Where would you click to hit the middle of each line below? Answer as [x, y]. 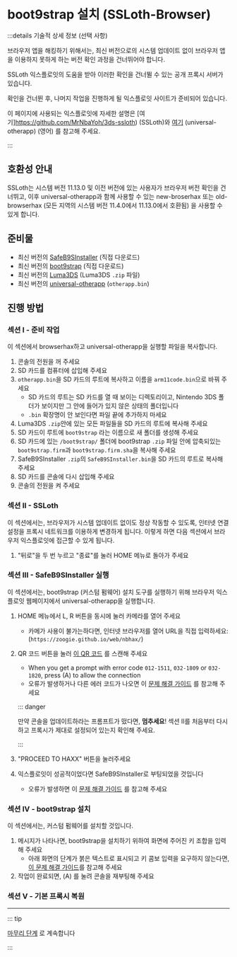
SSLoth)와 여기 [162, 122]
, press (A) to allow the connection [91, 675]
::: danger [31, 706]
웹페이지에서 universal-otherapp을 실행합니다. [90, 601]
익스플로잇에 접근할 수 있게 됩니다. [67, 540]
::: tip [15, 919]
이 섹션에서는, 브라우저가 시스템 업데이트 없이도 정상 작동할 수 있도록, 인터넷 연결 [118, 522]
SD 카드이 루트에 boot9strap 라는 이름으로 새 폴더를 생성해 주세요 [108, 432]
